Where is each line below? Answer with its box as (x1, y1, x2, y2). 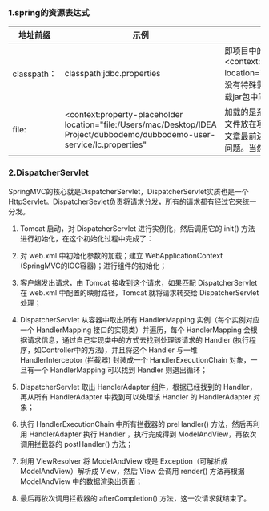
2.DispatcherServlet (8, 167, 90, 178)
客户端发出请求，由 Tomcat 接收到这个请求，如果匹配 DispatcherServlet (19, 278, 258, 287)
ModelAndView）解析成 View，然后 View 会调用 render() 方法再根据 (19, 466, 246, 476)
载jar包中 (223, 91, 259, 103)
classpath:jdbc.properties (64, 68, 161, 79)
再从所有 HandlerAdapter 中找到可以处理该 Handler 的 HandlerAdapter (19, 391, 252, 402)
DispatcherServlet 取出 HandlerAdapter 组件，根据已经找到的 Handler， (19, 382, 257, 391)
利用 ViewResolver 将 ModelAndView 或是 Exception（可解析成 (19, 456, 228, 466)
